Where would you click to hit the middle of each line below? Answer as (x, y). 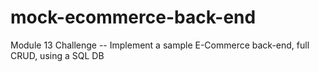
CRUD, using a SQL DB (57, 55)
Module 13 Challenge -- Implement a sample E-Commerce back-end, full (160, 45)
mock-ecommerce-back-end (133, 17)
